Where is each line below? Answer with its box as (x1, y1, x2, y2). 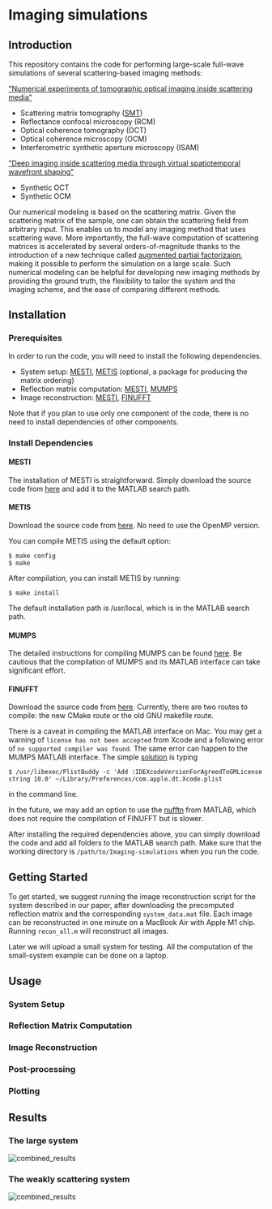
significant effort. (8, 665, 66, 675)
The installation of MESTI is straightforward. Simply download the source (8, 475, 252, 484)
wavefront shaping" (8, 167, 74, 176)
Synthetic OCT (19, 183, 70, 192)
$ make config (8, 552, 57, 561)
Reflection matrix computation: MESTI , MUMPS (19, 384, 178, 394)
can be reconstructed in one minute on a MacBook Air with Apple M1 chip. (8, 918, 256, 927)
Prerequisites (8, 333, 62, 344)
